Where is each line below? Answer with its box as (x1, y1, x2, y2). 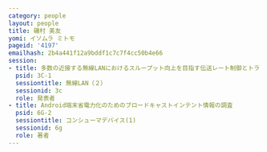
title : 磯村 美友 (8, 27, 62, 35)
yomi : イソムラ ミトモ (8, 34, 75, 43)
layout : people (8, 19, 59, 27)
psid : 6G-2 (15, 109, 52, 117)
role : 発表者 (15, 94, 55, 102)
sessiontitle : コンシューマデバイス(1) (15, 117, 136, 125)
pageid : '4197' (8, 42, 59, 50)
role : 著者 (15, 131, 50, 139)
